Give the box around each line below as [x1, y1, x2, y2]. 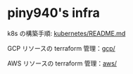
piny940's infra [7, 5, 101, 21]
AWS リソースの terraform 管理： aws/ [7, 58, 118, 68]
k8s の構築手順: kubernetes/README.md [7, 29, 126, 37]
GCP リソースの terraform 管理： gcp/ [7, 44, 116, 52]
